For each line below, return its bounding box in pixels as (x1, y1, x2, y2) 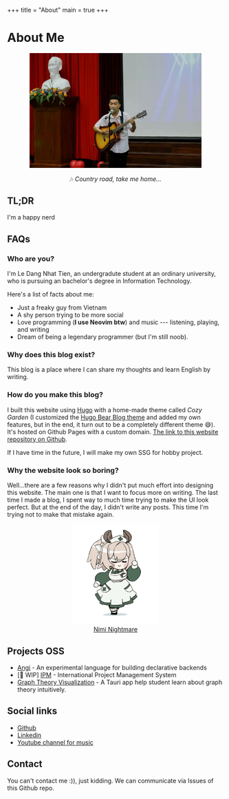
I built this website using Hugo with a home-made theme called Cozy (7, 405, 202, 414)
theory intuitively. (17, 685, 67, 694)
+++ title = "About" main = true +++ (7, 6, 109, 14)
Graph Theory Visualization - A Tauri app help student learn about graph (17, 678, 223, 686)
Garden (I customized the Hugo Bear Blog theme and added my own (7, 413, 201, 421)
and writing (17, 326, 50, 334)
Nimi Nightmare (93, 626, 138, 634)
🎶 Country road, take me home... (69, 175, 162, 183)
